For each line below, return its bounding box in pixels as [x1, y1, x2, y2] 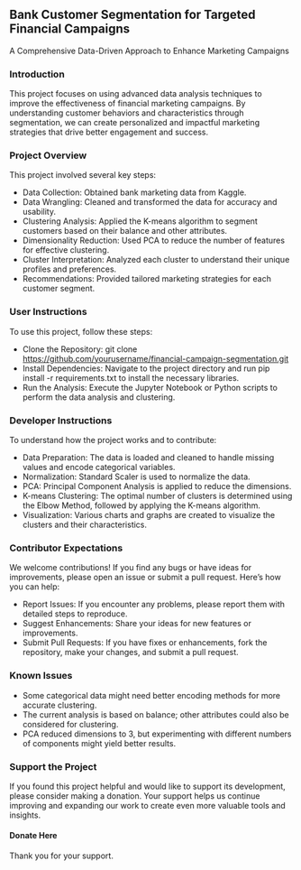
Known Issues [9, 670, 73, 682]
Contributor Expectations [9, 541, 123, 554]
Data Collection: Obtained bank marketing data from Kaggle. [22, 187, 247, 198]
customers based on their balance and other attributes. [22, 226, 228, 236]
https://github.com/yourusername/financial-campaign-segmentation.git [22, 353, 289, 364]
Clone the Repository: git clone [22, 343, 138, 355]
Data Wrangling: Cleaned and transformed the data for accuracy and [22, 197, 278, 208]
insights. [9, 810, 41, 820]
